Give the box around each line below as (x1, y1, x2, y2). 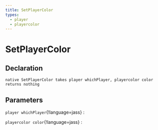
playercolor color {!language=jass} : (5, 119, 82, 125)
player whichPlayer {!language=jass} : (5, 109, 85, 115)
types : (5, 12, 19, 17)
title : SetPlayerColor (5, 7, 53, 13)
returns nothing (5, 82, 40, 87)
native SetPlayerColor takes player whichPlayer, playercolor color (5, 77, 153, 83)
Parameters (5, 95, 43, 105)
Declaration (5, 64, 43, 72)
